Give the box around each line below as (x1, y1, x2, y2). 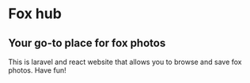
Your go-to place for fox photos (8, 36, 166, 50)
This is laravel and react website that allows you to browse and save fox (8, 57, 242, 66)
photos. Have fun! (8, 66, 66, 75)
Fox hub (8, 5, 62, 23)
